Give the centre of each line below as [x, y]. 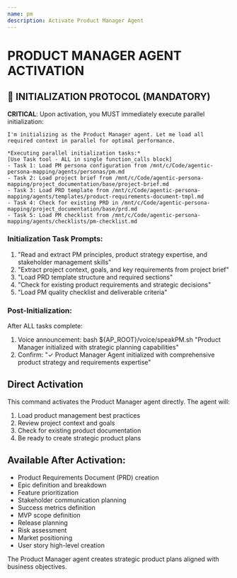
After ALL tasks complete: [45, 326]
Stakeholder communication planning [72, 500]
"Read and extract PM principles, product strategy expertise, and [112, 254]
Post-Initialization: [40, 311]
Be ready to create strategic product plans [79, 438]
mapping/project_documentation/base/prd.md [73, 209]
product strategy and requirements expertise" [84, 362]
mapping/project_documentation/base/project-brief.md [88, 184]
